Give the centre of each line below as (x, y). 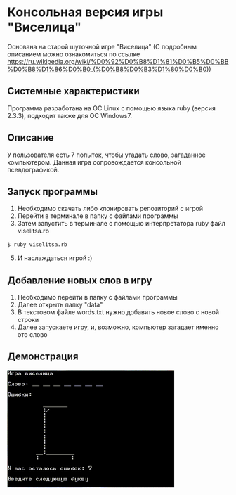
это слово (32, 335)
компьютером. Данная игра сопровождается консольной (94, 162)
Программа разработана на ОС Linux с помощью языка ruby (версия (111, 108)
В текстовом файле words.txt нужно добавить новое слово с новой (118, 312)
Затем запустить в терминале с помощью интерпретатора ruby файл (122, 224)
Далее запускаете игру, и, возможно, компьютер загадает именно (118, 327)
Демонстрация (43, 357)
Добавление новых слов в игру (80, 280)
